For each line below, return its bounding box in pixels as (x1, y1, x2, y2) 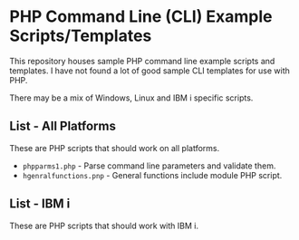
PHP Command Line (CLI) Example (9, 6, 274, 27)
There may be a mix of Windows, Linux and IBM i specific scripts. (9, 92, 254, 103)
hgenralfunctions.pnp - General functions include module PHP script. (22, 169, 283, 180)
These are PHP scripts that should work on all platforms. (9, 142, 220, 153)
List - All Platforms (9, 119, 116, 134)
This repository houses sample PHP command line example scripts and (9, 55, 275, 66)
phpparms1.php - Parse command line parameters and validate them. (22, 160, 276, 171)
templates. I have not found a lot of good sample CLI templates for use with (9, 65, 290, 76)
